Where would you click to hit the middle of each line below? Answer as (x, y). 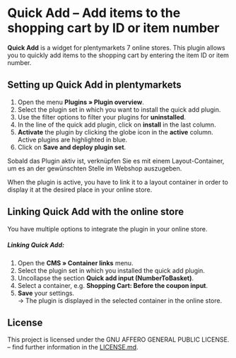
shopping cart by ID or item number (113, 28)
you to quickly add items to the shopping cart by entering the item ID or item (118, 55)
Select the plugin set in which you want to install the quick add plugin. (119, 109)
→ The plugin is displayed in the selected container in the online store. (120, 300)
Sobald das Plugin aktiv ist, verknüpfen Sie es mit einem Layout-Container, (116, 161)
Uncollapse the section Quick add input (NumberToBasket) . (106, 278)
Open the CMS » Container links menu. (75, 262)
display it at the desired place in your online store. (80, 190)
